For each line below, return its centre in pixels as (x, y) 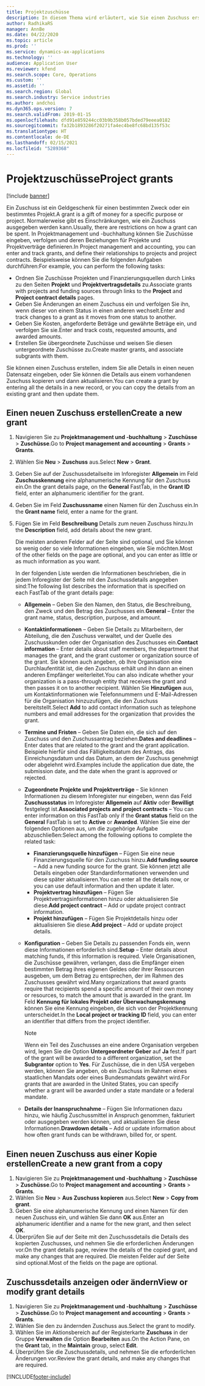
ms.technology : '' (30, 57)
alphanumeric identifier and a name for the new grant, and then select (103, 1224)
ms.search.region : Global (39, 92)
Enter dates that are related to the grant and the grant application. (107, 745)
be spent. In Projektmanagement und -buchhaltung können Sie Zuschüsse (100, 234)
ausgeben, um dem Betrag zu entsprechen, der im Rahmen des (104, 976)
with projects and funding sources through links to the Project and (99, 291)
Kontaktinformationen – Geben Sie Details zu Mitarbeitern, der (104, 629)
